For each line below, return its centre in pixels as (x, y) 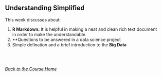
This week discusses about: (33, 19)
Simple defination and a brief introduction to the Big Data (69, 45)
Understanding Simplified (45, 8)
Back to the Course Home (31, 69)
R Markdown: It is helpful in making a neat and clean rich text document (84, 29)
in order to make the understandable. (49, 34)
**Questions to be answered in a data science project (66, 39)
